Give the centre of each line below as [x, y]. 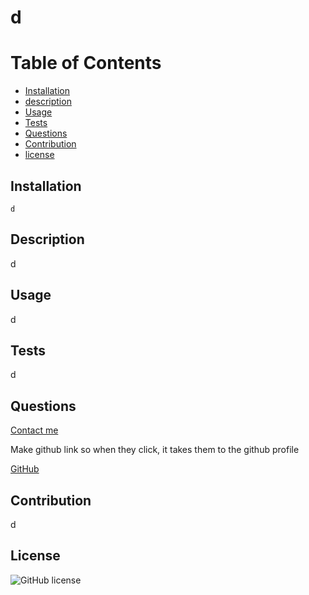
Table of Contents [86, 63]
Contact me [34, 430]
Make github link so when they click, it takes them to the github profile [155, 450]
